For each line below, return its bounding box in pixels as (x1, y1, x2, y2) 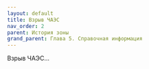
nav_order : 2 (7, 23, 45, 29)
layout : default (7, 10, 54, 17)
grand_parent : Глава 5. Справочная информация (7, 36, 143, 42)
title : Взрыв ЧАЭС (7, 16, 60, 23)
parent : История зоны (7, 29, 69, 36)
